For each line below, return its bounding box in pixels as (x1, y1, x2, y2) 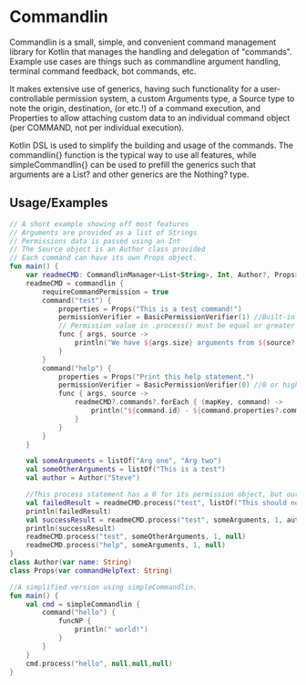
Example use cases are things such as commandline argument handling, (9, 56, 280, 67)
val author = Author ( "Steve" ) (25, 473, 141, 483)
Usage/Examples (9, 195, 108, 211)
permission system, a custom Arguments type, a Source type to (56, 93, 295, 104)
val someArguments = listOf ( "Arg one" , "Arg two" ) (25, 456, 222, 466)
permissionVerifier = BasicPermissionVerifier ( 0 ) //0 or (57, 380, 280, 389)
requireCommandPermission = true (42, 287, 169, 296)
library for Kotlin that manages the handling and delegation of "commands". (9, 46, 293, 57)
